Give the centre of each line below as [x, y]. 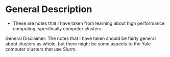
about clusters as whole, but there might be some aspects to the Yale [78, 43]
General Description [49, 9]
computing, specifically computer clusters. [58, 28]
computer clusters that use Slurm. [41, 49]
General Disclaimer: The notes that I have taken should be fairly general [81, 38]
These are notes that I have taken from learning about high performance [89, 23]
